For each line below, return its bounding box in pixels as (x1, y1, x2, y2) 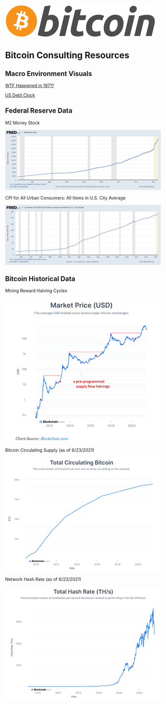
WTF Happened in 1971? (5, 82, 54, 88)
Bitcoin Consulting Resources (5, 50, 129, 61)
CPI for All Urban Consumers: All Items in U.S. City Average (5, 195, 126, 201)
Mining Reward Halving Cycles (5, 288, 68, 294)
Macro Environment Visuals (5, 70, 92, 78)
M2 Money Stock (5, 120, 40, 126)
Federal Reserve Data (5, 107, 73, 115)
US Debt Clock (5, 92, 36, 98)
